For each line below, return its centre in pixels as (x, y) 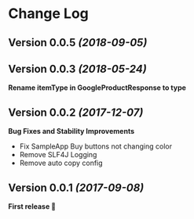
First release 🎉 (32, 206)
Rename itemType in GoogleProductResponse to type (97, 88)
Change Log (48, 14)
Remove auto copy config (61, 163)
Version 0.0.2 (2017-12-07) (76, 112)
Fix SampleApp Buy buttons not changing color (96, 146)
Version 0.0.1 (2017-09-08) (76, 187)
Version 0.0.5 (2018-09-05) (78, 43)
